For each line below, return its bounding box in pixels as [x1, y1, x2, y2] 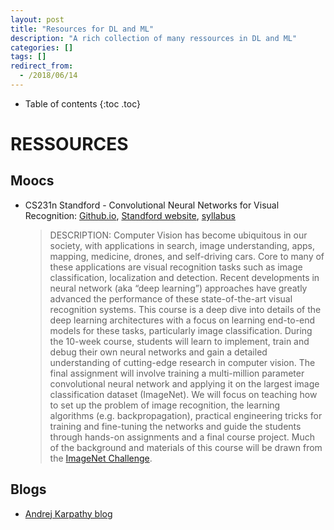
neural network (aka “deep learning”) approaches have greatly [49, 282, 308, 294]
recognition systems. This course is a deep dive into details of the [49, 303, 322, 315]
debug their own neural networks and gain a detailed [49, 346, 268, 358]
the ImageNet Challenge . [49, 452, 153, 464]
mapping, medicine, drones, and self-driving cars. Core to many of [49, 250, 325, 262]
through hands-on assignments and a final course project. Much [49, 431, 315, 443]
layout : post [10, 14, 65, 25]
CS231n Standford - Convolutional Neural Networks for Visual [24, 199, 280, 211]
